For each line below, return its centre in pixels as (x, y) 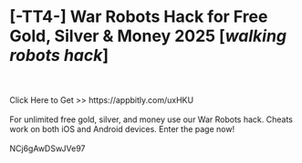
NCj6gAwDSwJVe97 (47, 148)
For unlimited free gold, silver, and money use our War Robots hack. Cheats (151, 119)
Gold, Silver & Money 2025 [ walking (148, 36)
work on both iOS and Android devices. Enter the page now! (122, 128)
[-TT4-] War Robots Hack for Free (139, 17)
